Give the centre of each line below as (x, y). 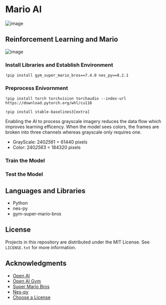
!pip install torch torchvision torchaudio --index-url (66, 99)
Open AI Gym (27, 281)
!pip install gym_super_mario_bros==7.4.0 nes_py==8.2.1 (67, 75)
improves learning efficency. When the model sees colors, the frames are (82, 127)
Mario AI (24, 9)
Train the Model (25, 161)
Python (20, 203)
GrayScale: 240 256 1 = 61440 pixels (50, 142)
